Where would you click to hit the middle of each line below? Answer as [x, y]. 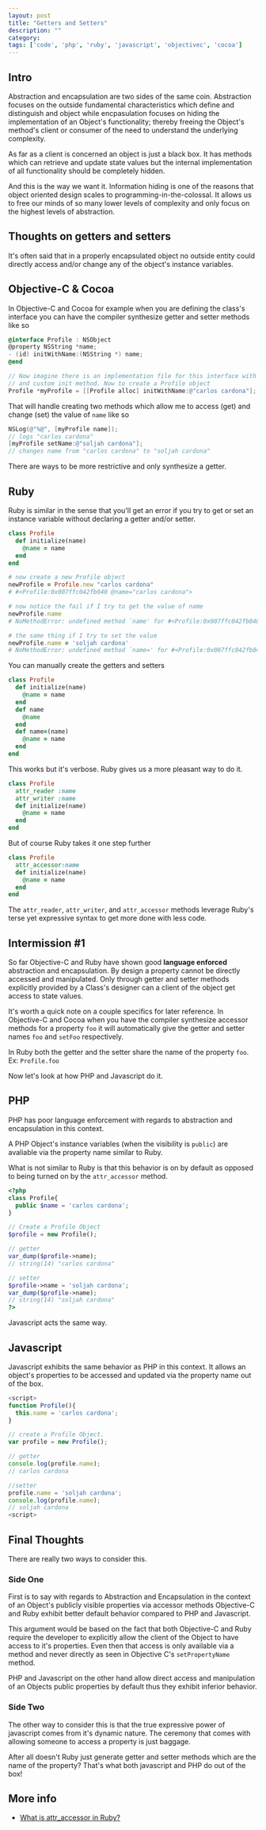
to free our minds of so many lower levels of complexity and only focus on [129, 203]
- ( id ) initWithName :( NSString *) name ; [76, 354]
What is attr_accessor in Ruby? [70, 1818]
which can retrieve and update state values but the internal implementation [130, 162]
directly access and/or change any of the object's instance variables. [121, 264]
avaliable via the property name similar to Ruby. [85, 1152]
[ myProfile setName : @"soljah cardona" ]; [76, 444]
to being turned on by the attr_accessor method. [88, 1176]
